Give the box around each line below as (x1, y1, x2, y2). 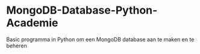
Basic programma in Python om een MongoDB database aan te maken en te (6, 36, 195, 43)
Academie (6, 16, 58, 30)
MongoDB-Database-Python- (6, 4, 158, 17)
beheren (6, 42, 27, 49)
